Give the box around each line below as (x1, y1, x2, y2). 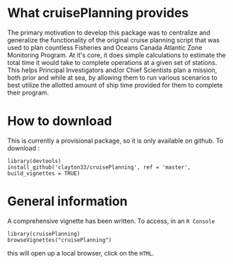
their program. (7, 88, 49, 97)
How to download (7, 113, 112, 129)
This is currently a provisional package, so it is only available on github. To (7, 136, 224, 145)
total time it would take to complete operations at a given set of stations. (7, 58, 217, 66)
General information (7, 193, 128, 210)
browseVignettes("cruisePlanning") (7, 236, 112, 244)
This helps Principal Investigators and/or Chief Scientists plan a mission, (7, 66, 217, 74)
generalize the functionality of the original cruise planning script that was (7, 35, 220, 44)
